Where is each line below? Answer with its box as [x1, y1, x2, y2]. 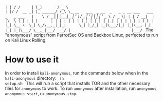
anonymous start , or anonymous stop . [5, 90, 78, 96]
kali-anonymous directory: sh [5, 75, 64, 81]
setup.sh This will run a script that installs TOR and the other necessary [5, 80, 150, 86]
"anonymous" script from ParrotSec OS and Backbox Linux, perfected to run [5, 32, 158, 38]
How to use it [5, 54, 59, 65]
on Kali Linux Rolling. [5, 37, 47, 43]
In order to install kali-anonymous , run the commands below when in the [5, 70, 148, 76]
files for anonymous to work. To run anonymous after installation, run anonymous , [5, 86, 158, 91]
